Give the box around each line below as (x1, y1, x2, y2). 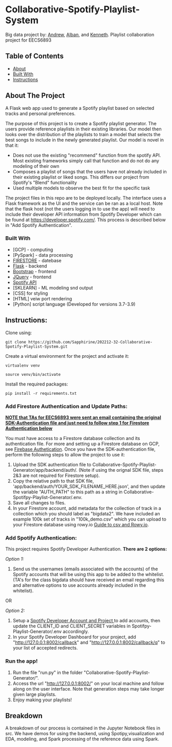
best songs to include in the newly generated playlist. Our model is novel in (5, 137, 164, 143)
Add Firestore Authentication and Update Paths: (5, 403, 128, 410)
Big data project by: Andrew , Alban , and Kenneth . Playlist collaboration (5, 31, 155, 37)
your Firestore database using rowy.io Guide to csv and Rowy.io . (12, 521, 149, 527)
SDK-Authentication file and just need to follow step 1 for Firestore (5, 419, 149, 426)
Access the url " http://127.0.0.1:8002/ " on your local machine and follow (12, 680, 164, 686)
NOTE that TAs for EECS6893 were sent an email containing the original (5, 414, 161, 420)
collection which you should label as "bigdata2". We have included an (12, 510, 160, 516)
